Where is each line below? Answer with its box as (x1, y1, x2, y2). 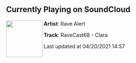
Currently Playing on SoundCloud (6, 5, 131, 15)
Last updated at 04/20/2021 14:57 (43, 43, 125, 50)
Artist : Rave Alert (43, 20, 86, 27)
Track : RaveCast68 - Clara (43, 32, 108, 38)
